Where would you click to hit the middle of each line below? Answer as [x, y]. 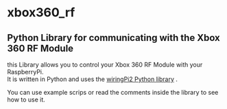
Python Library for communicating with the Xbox [114, 38]
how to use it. [26, 99]
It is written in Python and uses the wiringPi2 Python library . [93, 79]
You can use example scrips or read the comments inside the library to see [113, 92]
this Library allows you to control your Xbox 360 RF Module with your [105, 65]
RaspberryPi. [25, 72]
